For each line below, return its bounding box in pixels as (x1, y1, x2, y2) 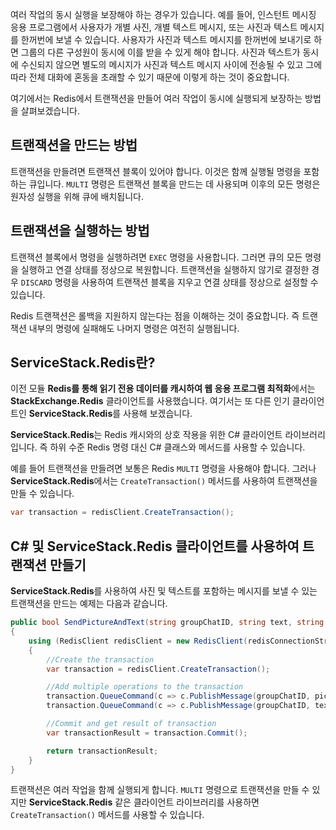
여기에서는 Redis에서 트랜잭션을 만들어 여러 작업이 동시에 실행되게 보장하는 (10, 93, 303, 104)
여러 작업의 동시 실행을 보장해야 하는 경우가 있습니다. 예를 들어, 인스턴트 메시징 (10, 9, 317, 20)
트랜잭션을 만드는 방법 (10, 137, 138, 154)
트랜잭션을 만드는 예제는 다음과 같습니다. (10, 598, 168, 610)
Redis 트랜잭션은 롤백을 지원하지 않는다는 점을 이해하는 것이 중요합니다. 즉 (10, 309, 300, 322)
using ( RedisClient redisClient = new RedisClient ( (28, 636, 248, 646)
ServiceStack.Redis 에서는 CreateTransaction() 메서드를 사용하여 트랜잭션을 (10, 475, 318, 487)
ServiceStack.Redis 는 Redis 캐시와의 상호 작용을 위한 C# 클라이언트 (10, 429, 283, 441)
